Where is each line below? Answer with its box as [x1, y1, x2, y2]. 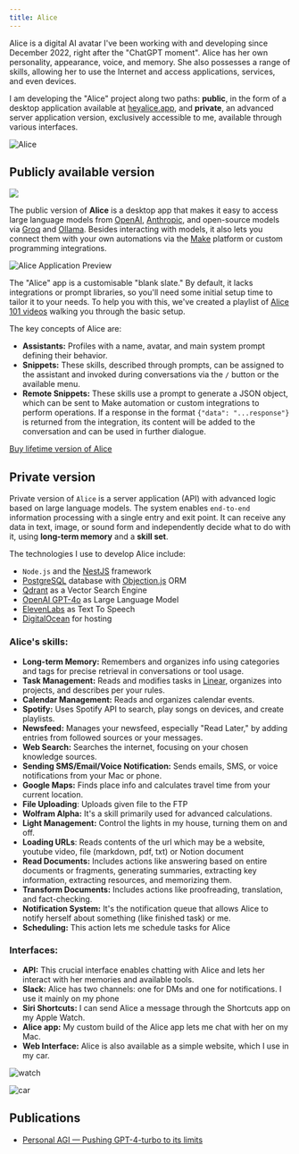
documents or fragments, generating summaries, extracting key [21, 864, 257, 876]
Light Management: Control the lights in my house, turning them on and [21, 817, 288, 828]
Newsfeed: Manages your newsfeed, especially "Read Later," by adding [21, 722, 288, 733]
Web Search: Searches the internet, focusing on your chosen [21, 741, 249, 752]
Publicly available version [9, 164, 155, 180]
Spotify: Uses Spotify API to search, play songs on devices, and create [21, 703, 284, 714]
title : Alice [9, 13, 58, 22]
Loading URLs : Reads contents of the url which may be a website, [21, 837, 265, 847]
